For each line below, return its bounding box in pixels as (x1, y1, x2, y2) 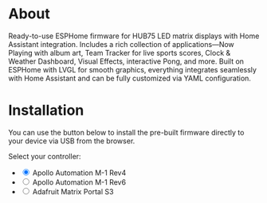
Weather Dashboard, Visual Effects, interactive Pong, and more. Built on (8, 57, 245, 66)
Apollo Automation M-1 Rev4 (32, 168, 127, 178)
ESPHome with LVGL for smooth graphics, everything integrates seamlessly (8, 64, 257, 74)
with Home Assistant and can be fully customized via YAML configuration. (8, 73, 251, 83)
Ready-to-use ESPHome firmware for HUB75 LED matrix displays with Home (8, 31, 260, 41)
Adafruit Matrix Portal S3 (32, 186, 114, 196)
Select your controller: (8, 151, 81, 161)
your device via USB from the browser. (8, 136, 135, 146)
